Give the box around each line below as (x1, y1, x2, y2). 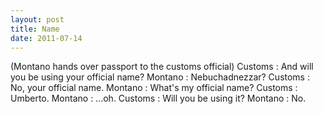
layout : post (10, 14, 65, 25)
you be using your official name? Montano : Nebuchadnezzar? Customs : (10, 71, 310, 83)
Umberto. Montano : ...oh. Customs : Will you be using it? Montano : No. (10, 92, 307, 105)
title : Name (10, 24, 60, 34)
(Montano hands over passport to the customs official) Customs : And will (10, 61, 314, 73)
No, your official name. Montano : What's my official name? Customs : (10, 82, 298, 94)
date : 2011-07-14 (10, 33, 83, 43)
